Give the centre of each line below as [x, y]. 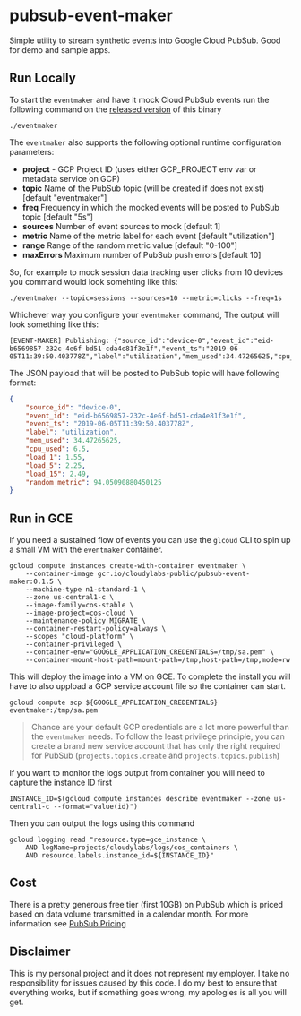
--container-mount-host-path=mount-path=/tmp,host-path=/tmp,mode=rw [158, 660]
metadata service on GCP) [71, 178]
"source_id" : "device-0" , [74, 407]
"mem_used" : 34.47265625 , [74, 441]
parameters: [32, 151]
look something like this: [54, 324]
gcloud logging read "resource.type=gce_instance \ [107, 840]
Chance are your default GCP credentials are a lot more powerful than [160, 728]
